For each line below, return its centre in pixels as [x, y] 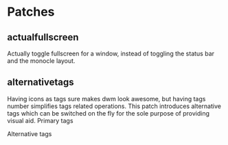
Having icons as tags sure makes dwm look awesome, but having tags [106, 98]
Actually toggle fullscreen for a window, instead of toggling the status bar [111, 53]
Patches [31, 12]
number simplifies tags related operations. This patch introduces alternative [114, 106]
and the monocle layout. [41, 61]
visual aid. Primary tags [40, 120]
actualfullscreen [43, 37]
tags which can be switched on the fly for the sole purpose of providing [109, 113]
